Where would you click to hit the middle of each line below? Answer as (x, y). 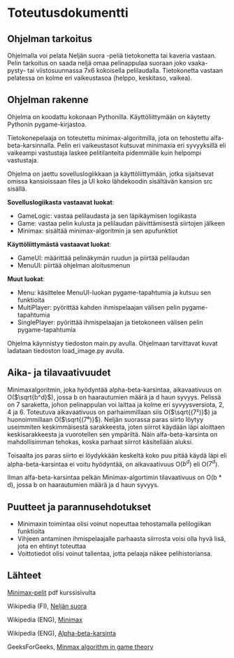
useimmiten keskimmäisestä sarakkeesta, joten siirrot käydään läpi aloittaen (116, 427)
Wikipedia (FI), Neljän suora (47, 606)
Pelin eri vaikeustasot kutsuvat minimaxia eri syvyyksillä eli (141, 145)
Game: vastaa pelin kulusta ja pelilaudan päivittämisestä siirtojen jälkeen (121, 223)
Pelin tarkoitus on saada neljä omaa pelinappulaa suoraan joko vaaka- (108, 63)
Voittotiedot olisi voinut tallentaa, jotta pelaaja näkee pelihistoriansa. (115, 554)
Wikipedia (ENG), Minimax (45, 619)
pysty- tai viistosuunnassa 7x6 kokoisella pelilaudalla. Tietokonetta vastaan (115, 70)
